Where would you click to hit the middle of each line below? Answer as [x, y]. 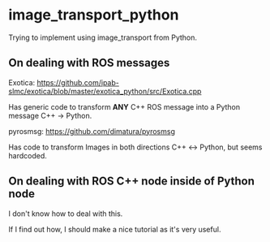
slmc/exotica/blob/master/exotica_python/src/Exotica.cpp [105, 91]
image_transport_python [94, 15]
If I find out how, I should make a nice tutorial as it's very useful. [115, 229]
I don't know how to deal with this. [66, 214]
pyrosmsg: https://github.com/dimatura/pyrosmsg [92, 131]
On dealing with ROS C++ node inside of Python [132, 181]
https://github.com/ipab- [78, 82]
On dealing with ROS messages [89, 63]
